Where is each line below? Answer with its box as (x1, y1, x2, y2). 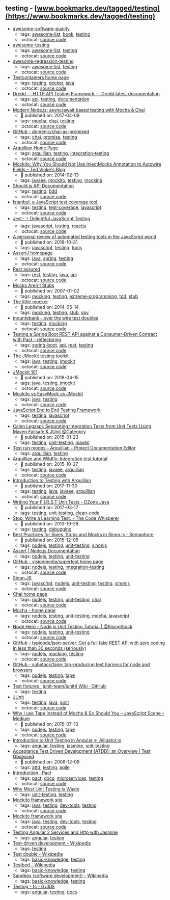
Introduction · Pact (12, 770, 52, 776)
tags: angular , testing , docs (20, 889, 77, 895)
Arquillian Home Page (12, 145, 59, 151)
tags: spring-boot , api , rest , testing (20, 341, 93, 348)
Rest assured (12, 266, 41, 272)
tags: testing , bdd (20, 188, 58, 194)
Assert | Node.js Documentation (12, 547, 80, 553)
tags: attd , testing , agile (20, 764, 70, 770)
